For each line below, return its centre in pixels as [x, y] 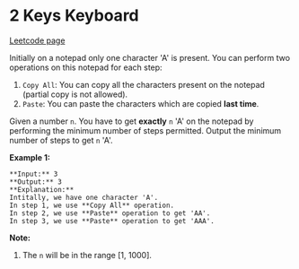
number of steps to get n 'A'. [62, 140]
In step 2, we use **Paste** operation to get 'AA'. [110, 213]
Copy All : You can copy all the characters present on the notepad [143, 84]
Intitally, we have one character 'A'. [84, 197]
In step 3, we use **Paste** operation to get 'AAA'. [112, 221]
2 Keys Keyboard [74, 16]
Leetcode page [37, 40]
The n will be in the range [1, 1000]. [87, 255]
